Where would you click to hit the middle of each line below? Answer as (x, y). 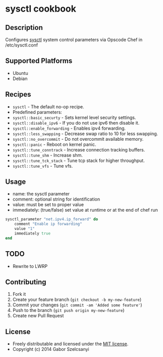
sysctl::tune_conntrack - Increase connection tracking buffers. (79, 149)
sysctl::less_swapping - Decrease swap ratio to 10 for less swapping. (85, 133)
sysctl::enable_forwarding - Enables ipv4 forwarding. (69, 128)
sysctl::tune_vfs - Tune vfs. (43, 166)
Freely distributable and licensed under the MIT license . (70, 344)
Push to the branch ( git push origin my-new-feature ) (68, 310)
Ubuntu (20, 73)
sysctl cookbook (41, 9)
